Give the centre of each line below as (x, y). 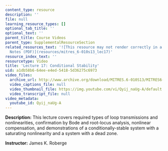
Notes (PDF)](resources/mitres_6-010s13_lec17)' (61, 52)
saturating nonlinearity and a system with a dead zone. (62, 133)
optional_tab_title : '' (30, 29)
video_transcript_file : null (40, 94)
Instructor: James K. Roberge (36, 143)
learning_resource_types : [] (35, 24)
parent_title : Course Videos (35, 38)
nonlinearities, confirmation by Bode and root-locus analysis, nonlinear (78, 123)
